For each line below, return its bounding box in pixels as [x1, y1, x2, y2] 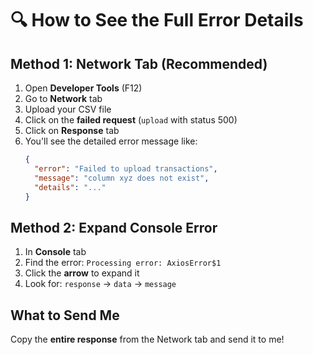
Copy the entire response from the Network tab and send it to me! [10, 333, 285, 345]
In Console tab [24, 246, 87, 258]
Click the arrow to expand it [24, 267, 140, 279]
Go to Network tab [24, 93, 103, 104]
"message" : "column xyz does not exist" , [34, 173, 210, 183]
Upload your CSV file [24, 103, 112, 115]
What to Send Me [10, 307, 120, 324]
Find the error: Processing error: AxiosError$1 [24, 257, 222, 269]
